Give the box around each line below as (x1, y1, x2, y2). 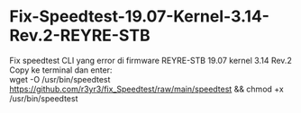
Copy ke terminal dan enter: (9, 65, 113, 75)
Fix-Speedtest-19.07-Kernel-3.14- (9, 6, 270, 27)
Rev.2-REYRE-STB (9, 25, 150, 46)
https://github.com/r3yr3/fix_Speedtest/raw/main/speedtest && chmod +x (9, 83, 284, 94)
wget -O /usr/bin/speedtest (9, 74, 111, 84)
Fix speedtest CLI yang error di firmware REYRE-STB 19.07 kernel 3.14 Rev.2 (9, 55, 293, 65)
